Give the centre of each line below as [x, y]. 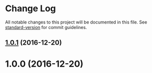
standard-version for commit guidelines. [46, 27]
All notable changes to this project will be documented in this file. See [76, 22]
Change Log [30, 9]
